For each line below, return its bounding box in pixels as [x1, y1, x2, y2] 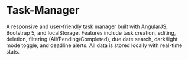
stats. [6, 48, 20, 55]
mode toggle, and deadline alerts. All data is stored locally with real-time [6, 42, 183, 49]
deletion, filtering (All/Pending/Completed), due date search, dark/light [6, 35, 178, 42]
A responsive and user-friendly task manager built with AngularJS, [6, 23, 168, 30]
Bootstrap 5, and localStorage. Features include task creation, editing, [6, 29, 176, 36]
